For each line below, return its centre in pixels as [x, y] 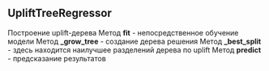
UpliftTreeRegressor [60, 13]
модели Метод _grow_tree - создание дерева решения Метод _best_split [134, 41]
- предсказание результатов [57, 58]
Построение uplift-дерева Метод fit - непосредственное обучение [123, 32]
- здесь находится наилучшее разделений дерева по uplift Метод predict [134, 50]
